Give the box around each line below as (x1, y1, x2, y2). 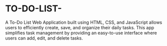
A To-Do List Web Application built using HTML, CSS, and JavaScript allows (5, 19, 162, 25)
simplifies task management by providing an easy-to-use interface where (5, 30, 157, 36)
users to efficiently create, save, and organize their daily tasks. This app (5, 24, 154, 30)
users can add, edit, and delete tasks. (5, 35, 83, 41)
